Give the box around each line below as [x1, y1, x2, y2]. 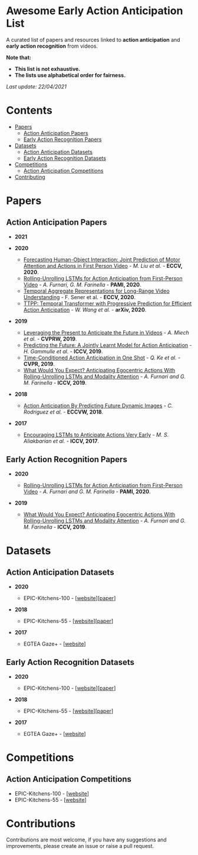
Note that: [6, 54, 31, 61]
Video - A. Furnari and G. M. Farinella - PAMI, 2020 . [23, 488, 151, 495]
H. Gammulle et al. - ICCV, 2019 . [23, 348, 103, 355]
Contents [6, 104, 53, 117]
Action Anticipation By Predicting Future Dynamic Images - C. [23, 402, 173, 409]
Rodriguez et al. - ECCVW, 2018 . [23, 408, 104, 415]
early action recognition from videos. [6, 42, 98, 50]
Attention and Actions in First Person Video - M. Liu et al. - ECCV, [23, 262, 183, 269]
